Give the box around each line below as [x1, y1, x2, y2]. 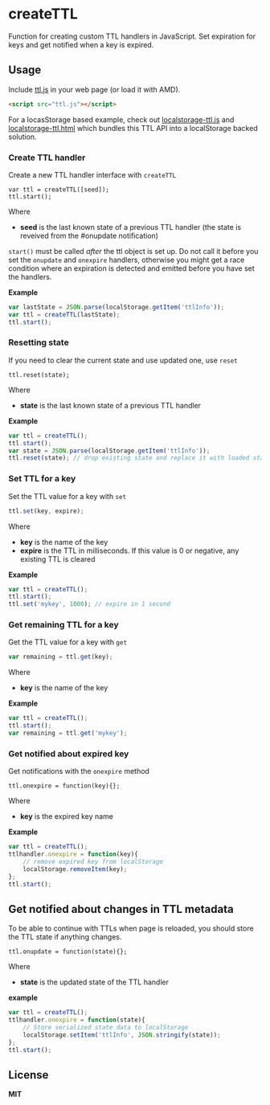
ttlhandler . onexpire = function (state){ [8, 1016, 146, 1025]
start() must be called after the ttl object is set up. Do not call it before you [8, 246, 259, 256]
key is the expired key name [19, 812, 114, 821]
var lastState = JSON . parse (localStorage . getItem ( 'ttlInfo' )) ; [8, 303, 225, 311]
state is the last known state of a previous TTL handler [19, 400, 202, 410]
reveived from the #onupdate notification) [19, 231, 159, 240]
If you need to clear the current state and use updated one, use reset [8, 355, 239, 365]
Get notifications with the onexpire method [8, 767, 150, 776]
